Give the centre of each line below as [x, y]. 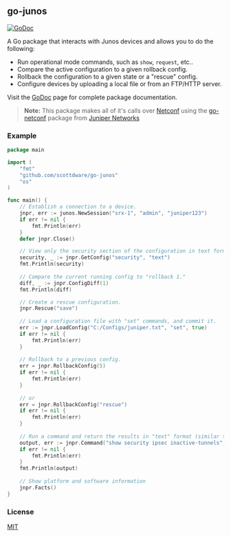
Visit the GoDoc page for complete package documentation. [92, 97]
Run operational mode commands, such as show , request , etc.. [105, 62]
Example [22, 136]
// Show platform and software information [83, 481]
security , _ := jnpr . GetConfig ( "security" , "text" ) [95, 257]
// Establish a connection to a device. [78, 207]
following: [21, 48]
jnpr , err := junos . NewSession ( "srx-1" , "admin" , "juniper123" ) [113, 213]
